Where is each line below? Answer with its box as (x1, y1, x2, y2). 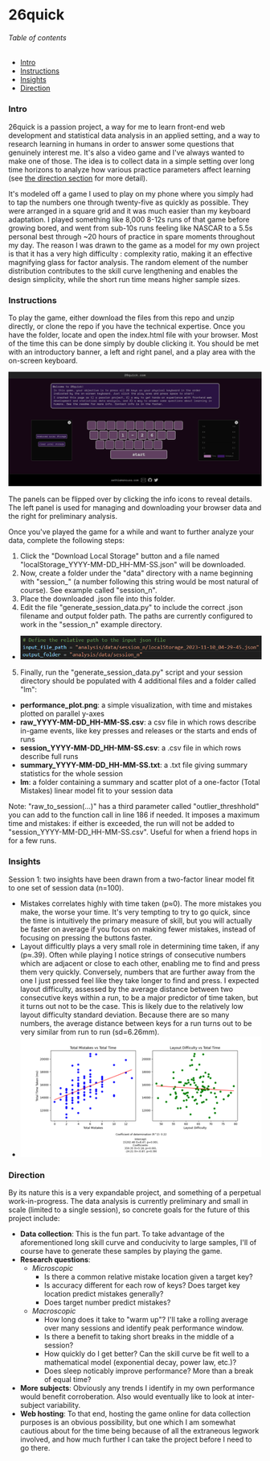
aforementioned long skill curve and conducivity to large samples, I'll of (19, 1238, 257, 1247)
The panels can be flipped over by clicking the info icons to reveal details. (8, 494, 252, 504)
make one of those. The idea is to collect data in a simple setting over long (8, 156, 255, 166)
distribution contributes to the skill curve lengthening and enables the (8, 266, 239, 276)
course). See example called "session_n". (19, 585, 158, 595)
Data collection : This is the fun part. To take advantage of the (19, 1229, 225, 1239)
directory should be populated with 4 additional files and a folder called (19, 676, 256, 686)
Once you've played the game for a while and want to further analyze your (8, 526, 255, 537)
